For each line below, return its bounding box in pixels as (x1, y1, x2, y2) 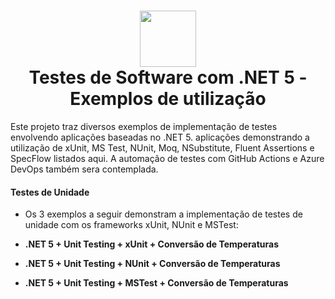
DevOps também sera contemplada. (10, 163, 159, 175)
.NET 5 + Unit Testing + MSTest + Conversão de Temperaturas (24, 277, 289, 289)
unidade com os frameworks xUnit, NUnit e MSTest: (24, 219, 239, 231)
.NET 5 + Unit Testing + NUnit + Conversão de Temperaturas (24, 258, 281, 270)
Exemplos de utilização (69, 88, 267, 110)
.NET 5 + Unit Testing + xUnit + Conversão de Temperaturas (24, 238, 279, 250)
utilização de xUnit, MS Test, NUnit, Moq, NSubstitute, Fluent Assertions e (10, 141, 315, 154)
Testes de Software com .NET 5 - (28, 66, 308, 89)
